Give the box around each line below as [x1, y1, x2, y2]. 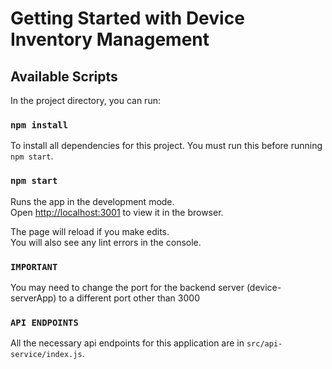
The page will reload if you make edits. [10, 225, 170, 237]
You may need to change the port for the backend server [10, 281, 245, 293]
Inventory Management [10, 28, 210, 51]
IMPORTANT [10, 261, 58, 272]
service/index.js [10, 350, 83, 360]
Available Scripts [10, 68, 118, 85]
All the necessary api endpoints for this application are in [10, 337, 245, 349]
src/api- [246, 339, 283, 349]
